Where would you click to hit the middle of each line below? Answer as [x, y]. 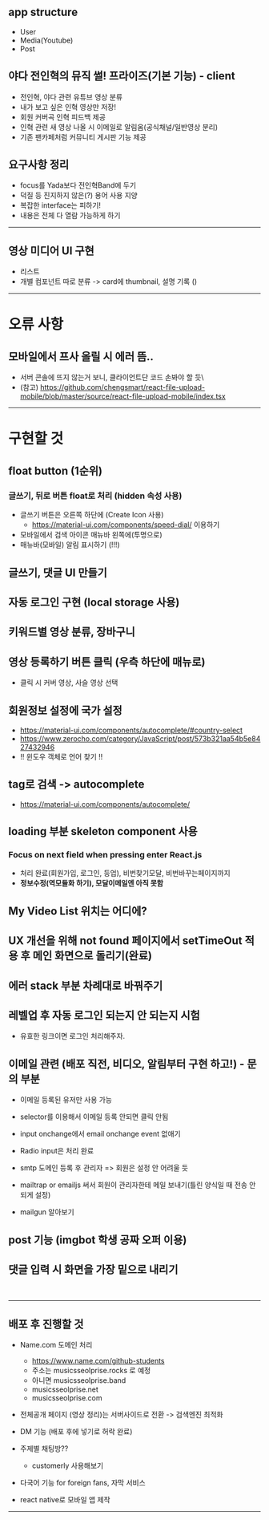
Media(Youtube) [46, 40]
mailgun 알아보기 [47, 1212]
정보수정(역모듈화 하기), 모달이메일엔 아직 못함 [92, 883]
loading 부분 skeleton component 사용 [103, 831]
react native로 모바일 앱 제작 [65, 1500]
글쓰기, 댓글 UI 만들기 [58, 572]
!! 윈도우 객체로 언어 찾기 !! [61, 756]
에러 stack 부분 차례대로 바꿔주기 [86, 985]
